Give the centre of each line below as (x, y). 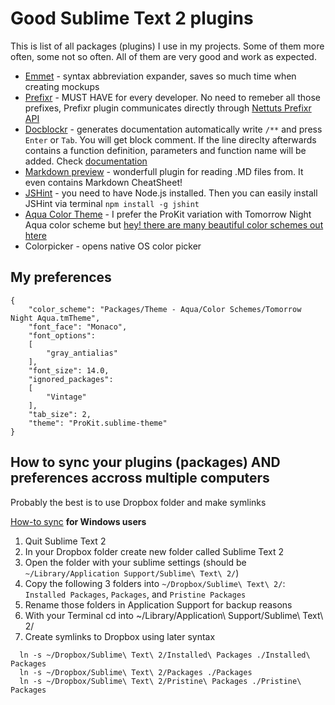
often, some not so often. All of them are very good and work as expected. (163, 56)
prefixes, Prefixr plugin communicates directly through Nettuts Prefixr (168, 108)
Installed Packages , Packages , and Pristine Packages (135, 594)
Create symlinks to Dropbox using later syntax (120, 636)
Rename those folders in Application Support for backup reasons (158, 604)
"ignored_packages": (71, 379)
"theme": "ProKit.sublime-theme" (98, 423)
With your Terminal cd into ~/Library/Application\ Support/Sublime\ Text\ (174, 615)
